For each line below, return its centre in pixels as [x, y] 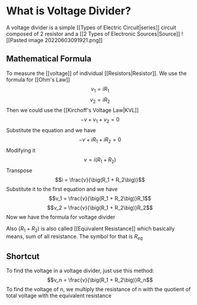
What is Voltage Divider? [69, 11]
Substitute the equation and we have [51, 130]
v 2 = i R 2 [100, 100]
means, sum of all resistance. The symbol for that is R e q [74, 237]
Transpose [19, 170]
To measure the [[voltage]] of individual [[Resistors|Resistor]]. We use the [96, 73]
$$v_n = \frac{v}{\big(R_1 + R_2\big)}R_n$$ [100, 280]
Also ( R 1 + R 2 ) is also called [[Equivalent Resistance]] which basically [90, 229]
